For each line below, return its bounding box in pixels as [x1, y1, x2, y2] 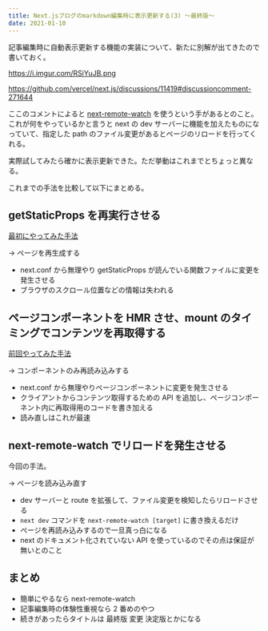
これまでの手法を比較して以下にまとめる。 [8, 183, 149, 192]
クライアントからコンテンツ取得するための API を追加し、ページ [19, 393, 232, 403]
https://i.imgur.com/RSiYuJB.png [8, 68, 116, 78]
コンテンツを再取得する [50, 326, 166, 340]
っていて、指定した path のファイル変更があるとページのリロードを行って [8, 129, 250, 139]
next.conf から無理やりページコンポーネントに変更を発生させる [19, 383, 229, 392]
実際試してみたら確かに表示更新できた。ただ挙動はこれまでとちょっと [8, 155, 240, 165]
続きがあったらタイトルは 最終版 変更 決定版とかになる [19, 613, 202, 623]
